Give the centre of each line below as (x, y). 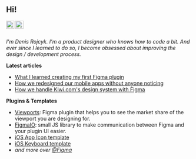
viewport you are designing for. (52, 118)
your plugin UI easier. (40, 131)
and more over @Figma (43, 150)
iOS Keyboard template (43, 143)
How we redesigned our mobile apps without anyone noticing (89, 83)
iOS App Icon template (42, 137)
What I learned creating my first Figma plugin (69, 77)
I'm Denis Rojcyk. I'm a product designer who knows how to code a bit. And (98, 41)
